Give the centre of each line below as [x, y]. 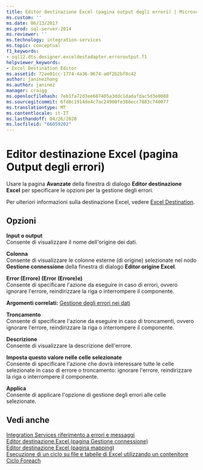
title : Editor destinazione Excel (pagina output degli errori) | [92, 12]
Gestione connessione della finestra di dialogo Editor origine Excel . [91, 266]
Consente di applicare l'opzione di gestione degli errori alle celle [86, 394]
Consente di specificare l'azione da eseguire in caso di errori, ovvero [92, 284]
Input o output [24, 235]
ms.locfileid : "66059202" [39, 125]
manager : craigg [27, 91]
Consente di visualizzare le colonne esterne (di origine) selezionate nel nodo [101, 260]
